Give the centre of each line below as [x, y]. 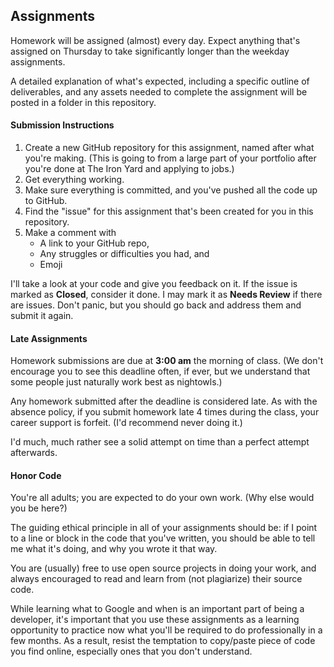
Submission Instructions [62, 125]
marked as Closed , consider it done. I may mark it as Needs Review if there [166, 295]
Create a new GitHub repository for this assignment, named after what [169, 148]
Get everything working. [74, 180]
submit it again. [42, 316]
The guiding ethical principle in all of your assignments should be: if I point [164, 528]
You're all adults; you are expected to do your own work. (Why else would [162, 498]
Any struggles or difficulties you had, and [124, 254]
